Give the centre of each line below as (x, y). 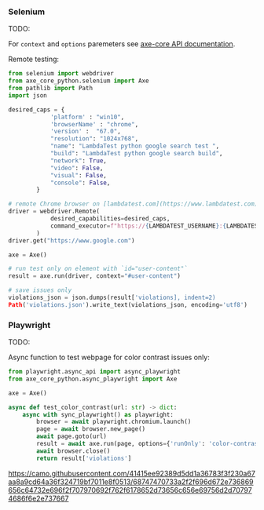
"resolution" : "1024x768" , (94, 139)
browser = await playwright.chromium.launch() (114, 422)
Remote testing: (34, 59)
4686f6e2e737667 (38, 498)
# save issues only (40, 290)
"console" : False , (80, 183)
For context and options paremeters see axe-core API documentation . (122, 44)
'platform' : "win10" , (87, 117)
